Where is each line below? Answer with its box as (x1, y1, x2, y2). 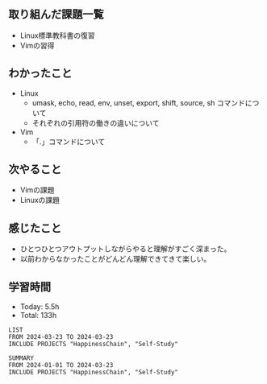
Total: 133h (19, 311, 57, 320)
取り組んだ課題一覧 (8, 7, 104, 22)
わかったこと (8, 67, 73, 81)
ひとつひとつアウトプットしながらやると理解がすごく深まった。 (19, 244, 232, 254)
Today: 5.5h (19, 302, 60, 312)
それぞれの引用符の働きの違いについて (31, 118, 160, 127)
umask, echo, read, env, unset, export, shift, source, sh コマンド (31, 97, 246, 107)
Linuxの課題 (19, 196, 60, 205)
